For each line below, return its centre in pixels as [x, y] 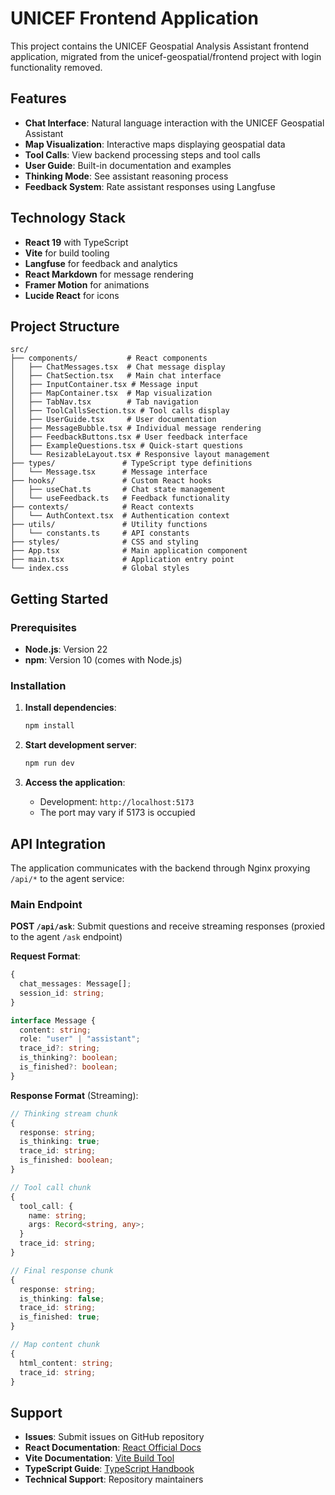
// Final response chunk [62, 1270]
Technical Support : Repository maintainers [114, 1479]
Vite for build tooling [67, 253]
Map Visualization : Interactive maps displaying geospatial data [155, 144]
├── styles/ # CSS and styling [104, 542]
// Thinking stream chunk [64, 1113]
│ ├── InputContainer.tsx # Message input [104, 385]
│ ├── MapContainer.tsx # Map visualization [111, 393]
